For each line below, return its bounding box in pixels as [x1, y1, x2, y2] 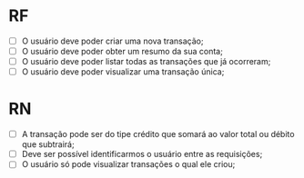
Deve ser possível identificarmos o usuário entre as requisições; [21, 149, 263, 160]
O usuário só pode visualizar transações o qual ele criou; [21, 159, 236, 170]
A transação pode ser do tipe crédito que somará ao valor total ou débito [21, 129, 295, 140]
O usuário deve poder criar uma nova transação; [21, 35, 204, 46]
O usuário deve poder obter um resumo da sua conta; [21, 46, 224, 56]
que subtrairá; [21, 139, 75, 150]
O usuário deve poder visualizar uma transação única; [21, 66, 225, 77]
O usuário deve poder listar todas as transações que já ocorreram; [21, 56, 271, 67]
